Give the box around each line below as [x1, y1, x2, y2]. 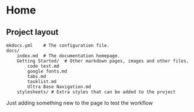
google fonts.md [27, 68, 67, 74]
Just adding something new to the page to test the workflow [6, 100, 153, 106]
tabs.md [27, 74, 46, 80]
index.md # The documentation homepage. [17, 53, 120, 59]
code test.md [27, 63, 60, 69]
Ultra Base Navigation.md [27, 84, 92, 90]
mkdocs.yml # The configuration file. [6, 42, 110, 48]
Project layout [6, 27, 59, 37]
